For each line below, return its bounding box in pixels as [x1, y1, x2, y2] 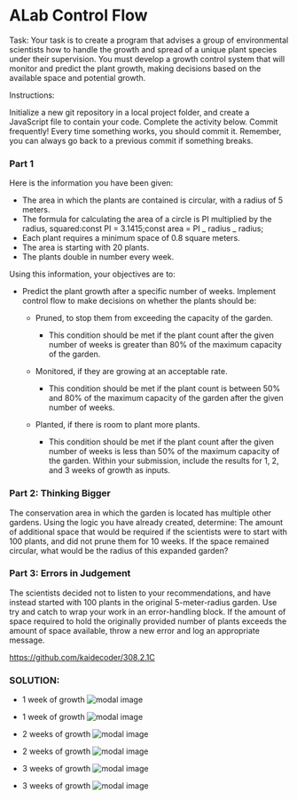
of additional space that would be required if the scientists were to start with [9, 526, 288, 537]
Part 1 [9, 157, 34, 170]
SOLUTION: [9, 674, 60, 686]
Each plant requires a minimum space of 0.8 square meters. [21, 233, 241, 244]
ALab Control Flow [9, 5, 148, 26]
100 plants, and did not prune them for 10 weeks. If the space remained [9, 535, 270, 547]
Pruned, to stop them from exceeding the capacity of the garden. [35, 313, 273, 324]
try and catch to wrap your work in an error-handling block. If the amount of [9, 606, 286, 617]
